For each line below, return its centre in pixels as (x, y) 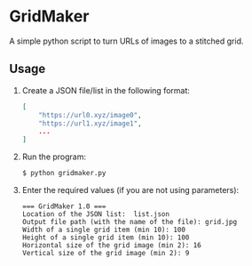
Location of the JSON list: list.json (96, 214)
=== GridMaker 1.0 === (64, 206)
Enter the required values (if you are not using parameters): (130, 190)
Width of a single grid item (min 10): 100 (104, 230)
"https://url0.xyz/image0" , (90, 115)
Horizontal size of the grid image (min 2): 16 (111, 246)
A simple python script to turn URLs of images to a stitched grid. (126, 41)
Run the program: (54, 157)
